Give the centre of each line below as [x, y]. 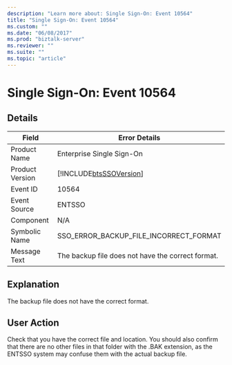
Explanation [33, 284]
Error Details [139, 138]
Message [26, 251]
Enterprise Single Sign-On [100, 153]
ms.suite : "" [26, 53]
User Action [33, 322]
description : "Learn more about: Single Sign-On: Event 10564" [100, 13]
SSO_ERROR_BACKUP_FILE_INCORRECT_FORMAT [139, 236]
